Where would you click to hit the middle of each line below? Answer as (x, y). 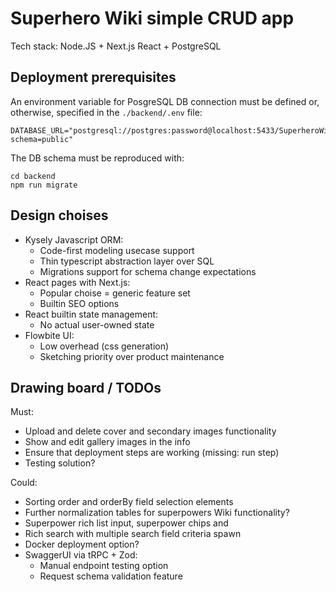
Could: (24, 483)
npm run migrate (44, 185)
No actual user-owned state (97, 324)
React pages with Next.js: (77, 282)
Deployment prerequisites (93, 77)
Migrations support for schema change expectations (148, 271)
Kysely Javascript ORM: (74, 239)
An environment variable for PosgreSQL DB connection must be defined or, (165, 101)
